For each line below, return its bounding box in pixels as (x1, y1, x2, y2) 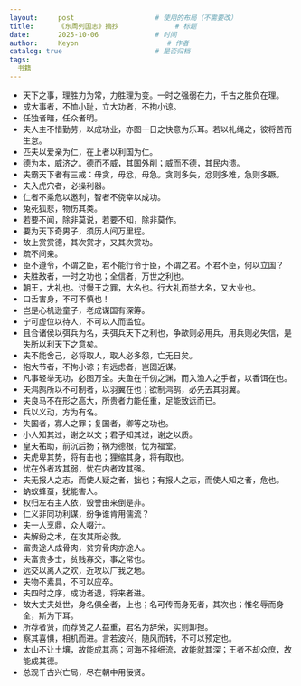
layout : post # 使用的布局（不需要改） (9, 13, 238, 23)
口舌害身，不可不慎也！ (22, 293, 110, 304)
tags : (9, 55, 30, 64)
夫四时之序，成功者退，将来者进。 (22, 587, 150, 598)
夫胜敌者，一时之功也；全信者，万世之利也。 (22, 271, 190, 281)
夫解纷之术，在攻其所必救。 (22, 530, 127, 541)
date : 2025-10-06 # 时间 (9, 30, 177, 39)
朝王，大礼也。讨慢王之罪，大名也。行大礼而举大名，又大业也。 (22, 281, 260, 292)
